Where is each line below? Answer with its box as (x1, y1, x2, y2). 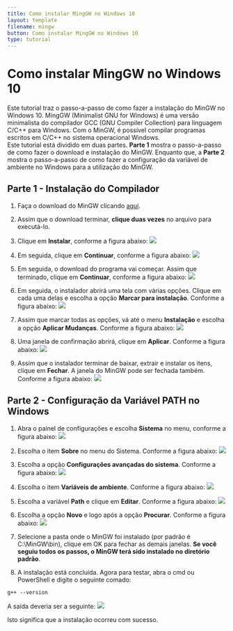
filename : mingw (7, 23, 54, 30)
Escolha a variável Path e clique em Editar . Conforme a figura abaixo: (17, 497, 217, 505)
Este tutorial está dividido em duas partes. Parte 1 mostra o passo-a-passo (7, 141, 222, 150)
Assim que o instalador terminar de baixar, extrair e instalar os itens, (17, 359, 213, 367)
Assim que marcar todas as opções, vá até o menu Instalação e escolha (17, 315, 225, 324)
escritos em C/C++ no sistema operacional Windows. (7, 134, 160, 142)
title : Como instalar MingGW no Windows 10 (7, 10, 136, 17)
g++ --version (7, 589, 49, 596)
